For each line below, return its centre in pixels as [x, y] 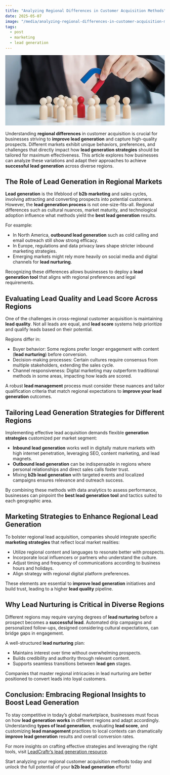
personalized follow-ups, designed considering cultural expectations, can [82, 628]
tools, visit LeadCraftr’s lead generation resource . [57, 751]
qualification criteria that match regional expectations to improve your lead [83, 391]
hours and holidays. [33, 568]
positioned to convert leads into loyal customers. [56, 679]
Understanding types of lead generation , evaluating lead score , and [77, 725]
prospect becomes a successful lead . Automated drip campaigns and [78, 622]
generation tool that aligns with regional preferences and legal [70, 277]
